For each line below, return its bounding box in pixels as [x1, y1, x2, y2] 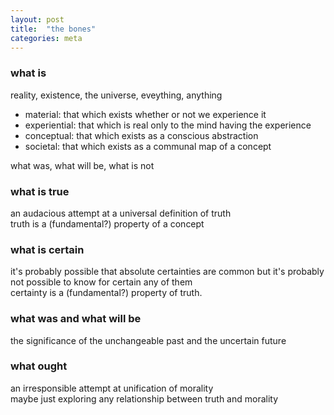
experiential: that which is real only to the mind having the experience [24, 119, 312, 131]
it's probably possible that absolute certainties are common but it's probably [10, 266, 325, 278]
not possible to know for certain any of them [10, 276, 193, 288]
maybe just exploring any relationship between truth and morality [10, 392, 279, 405]
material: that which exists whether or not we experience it [24, 108, 267, 120]
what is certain [10, 242, 85, 256]
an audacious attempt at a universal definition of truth [10, 207, 232, 219]
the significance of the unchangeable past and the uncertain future [10, 334, 287, 346]
